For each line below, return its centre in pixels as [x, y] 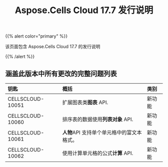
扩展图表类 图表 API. [85, 102]
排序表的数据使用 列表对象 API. [98, 119]
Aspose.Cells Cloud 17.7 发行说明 [84, 10]
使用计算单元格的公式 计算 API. [98, 153]
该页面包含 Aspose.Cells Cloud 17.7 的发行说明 [53, 47]
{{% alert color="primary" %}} [36, 36]
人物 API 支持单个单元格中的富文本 [102, 132]
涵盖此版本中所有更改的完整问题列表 [61, 73]
